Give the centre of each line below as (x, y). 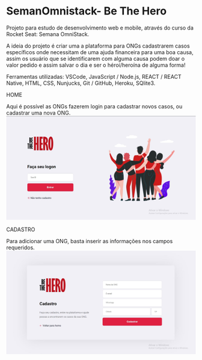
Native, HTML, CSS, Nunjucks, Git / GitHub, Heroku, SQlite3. (81, 83)
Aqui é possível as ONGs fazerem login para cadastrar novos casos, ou (94, 106)
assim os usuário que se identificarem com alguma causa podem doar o (96, 58)
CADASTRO (21, 229)
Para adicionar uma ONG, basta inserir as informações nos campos (90, 241)
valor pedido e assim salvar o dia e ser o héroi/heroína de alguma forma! (96, 65)
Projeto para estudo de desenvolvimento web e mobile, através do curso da (100, 28)
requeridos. (20, 247)
